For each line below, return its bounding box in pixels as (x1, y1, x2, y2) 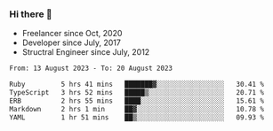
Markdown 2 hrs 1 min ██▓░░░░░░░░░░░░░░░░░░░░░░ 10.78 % (9, 104, 265, 113)
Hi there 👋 (9, 8, 53, 20)
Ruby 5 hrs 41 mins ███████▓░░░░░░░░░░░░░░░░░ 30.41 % (9, 80, 265, 89)
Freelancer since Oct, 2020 (21, 28, 123, 39)
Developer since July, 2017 (21, 37, 122, 48)
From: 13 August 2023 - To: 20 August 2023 (9, 64, 173, 73)
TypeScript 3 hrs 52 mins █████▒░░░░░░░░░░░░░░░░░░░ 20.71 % (9, 89, 265, 97)
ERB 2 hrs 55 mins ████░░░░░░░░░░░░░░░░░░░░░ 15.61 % (9, 96, 265, 105)
